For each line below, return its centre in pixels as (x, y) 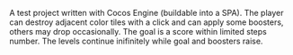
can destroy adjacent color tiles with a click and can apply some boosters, (146, 22)
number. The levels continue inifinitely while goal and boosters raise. (136, 41)
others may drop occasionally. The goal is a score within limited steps (138, 31)
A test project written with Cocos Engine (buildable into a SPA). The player (147, 13)
